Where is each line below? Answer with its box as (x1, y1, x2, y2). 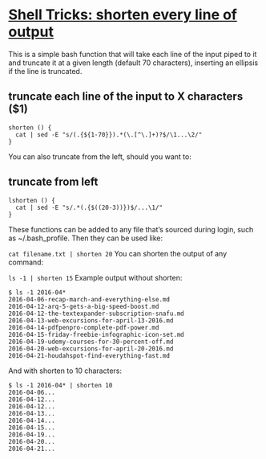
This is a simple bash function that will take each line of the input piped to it (8, 49, 257, 59)
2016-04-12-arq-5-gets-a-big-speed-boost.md (8, 302, 159, 310)
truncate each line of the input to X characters (8, 90, 244, 104)
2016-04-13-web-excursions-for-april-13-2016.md (8, 316, 174, 325)
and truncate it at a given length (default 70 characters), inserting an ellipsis (8, 58, 259, 68)
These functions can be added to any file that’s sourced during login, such (8, 224, 254, 234)
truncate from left (8, 175, 99, 189)
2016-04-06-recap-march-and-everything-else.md (8, 295, 171, 303)
